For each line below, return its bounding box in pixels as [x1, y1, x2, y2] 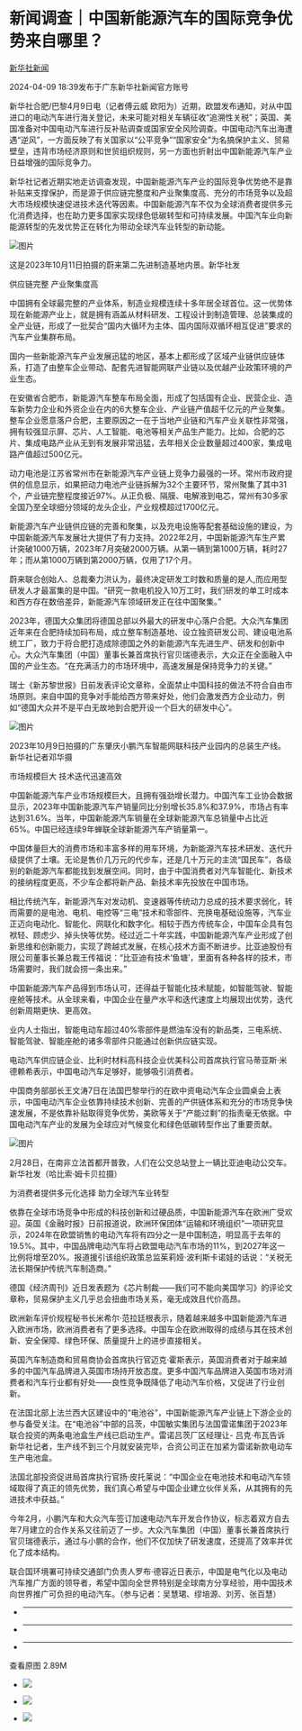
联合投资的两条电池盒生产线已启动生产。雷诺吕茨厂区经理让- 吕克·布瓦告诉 [9, 1429, 286, 1440]
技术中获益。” [16, 1493, 65, 1505]
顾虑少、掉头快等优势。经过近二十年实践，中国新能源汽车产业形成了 [32, 929, 285, 940]
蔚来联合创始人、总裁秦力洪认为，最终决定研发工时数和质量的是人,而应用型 [9, 573, 288, 584]
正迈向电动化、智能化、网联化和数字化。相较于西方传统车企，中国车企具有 [9, 918, 285, 929]
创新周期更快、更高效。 [9, 1005, 96, 1016]
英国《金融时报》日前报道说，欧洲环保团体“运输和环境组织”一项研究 [24, 1217, 277, 1228]
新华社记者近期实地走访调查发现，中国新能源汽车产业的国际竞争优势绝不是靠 [9, 176, 293, 187]
